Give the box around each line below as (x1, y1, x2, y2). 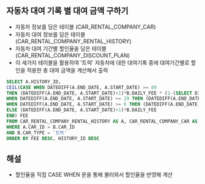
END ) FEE (6, 113, 29, 119)
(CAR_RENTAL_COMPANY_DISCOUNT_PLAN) (15, 51, 130, 59)
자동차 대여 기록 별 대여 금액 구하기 (6, 5, 129, 16)
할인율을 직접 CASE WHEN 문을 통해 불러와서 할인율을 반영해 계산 (15, 171, 173, 179)
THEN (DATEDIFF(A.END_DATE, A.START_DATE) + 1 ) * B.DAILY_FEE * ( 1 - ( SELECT (6, 90, 192, 96)
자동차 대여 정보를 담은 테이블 (15, 30, 85, 38)
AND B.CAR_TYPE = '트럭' (6, 130, 67, 136)
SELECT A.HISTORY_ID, (6, 79, 62, 85)
